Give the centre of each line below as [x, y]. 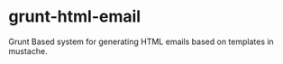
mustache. [28, 50]
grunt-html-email [75, 17]
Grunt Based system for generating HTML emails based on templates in [141, 41]
